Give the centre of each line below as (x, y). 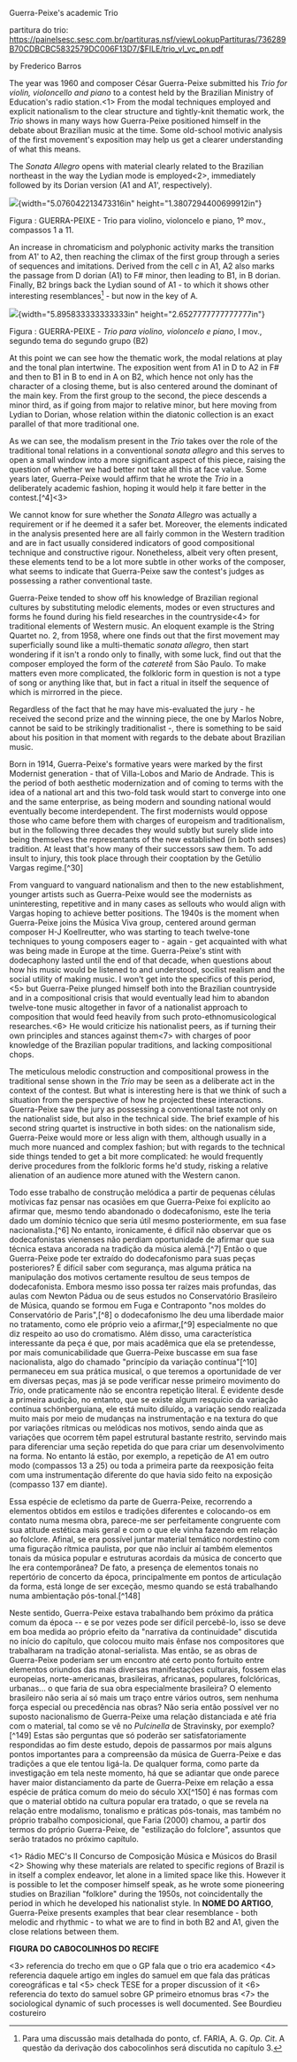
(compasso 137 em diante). (58, 1484)
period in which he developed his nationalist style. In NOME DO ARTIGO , (141, 1903)
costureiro (28, 2012)
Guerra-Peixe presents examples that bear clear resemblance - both (133, 1912)
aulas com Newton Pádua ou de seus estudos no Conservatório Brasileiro (143, 1296)
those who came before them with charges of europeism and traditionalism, (147, 820)
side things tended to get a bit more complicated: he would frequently (136, 1156)
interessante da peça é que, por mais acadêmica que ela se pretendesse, (143, 1343)
